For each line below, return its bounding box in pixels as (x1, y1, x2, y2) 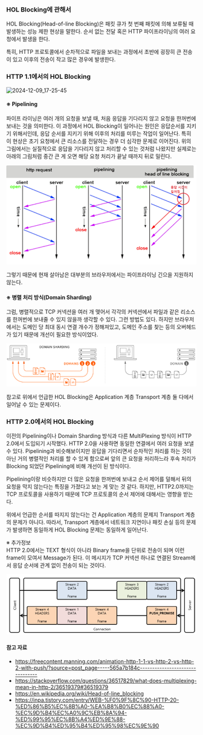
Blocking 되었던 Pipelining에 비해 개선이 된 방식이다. (6, 463, 131, 470)
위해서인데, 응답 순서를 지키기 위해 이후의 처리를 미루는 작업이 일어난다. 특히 (12, 130, 192, 137)
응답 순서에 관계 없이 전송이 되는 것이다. (12, 562, 106, 569)
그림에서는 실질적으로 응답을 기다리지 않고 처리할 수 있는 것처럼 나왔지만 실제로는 (6, 145, 197, 152)
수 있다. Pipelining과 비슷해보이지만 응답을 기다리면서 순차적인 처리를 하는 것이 (6, 447, 192, 455)
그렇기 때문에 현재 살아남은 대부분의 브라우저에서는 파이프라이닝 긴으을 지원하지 (6, 271, 194, 279)
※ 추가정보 (6, 539, 31, 546)
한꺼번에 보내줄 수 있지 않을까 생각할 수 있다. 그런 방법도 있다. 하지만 (12, 316, 173, 323)
